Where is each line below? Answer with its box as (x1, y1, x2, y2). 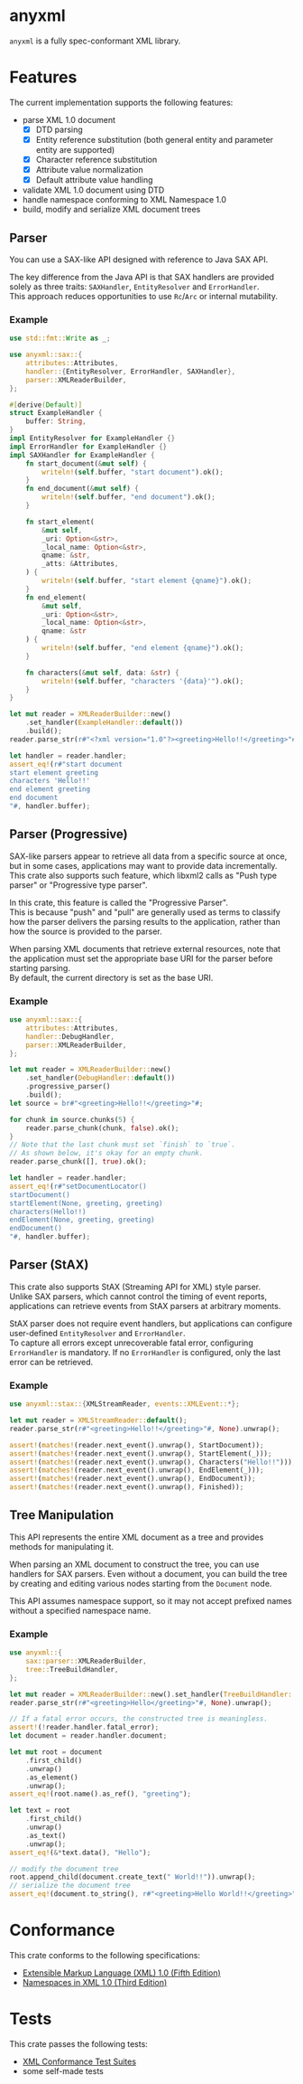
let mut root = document (9, 1748, 103, 1757)
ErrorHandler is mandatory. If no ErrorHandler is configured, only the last (9, 1346, 281, 1357)
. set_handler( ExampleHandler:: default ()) (25, 718, 183, 728)
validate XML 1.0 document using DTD (22, 184, 165, 195)
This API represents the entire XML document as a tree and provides (9, 1532, 264, 1542)
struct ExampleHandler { (9, 409, 103, 418)
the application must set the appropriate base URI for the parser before (9, 953, 273, 964)
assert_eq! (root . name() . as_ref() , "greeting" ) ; (9, 1789, 192, 1799)
